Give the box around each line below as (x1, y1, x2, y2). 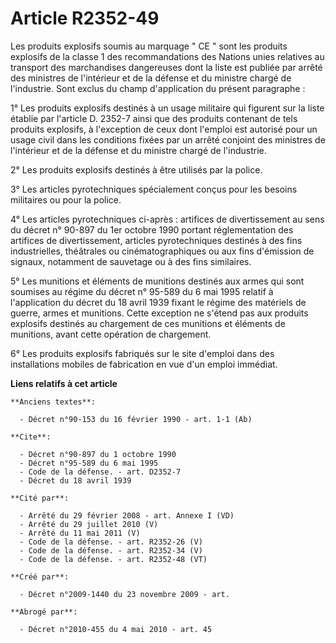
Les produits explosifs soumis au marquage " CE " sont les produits (10, 40, 288, 52)
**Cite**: (10, 432, 52, 442)
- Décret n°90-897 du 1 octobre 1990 (19, 449, 177, 459)
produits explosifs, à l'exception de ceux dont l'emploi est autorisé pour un (10, 123, 318, 135)
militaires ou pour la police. (10, 193, 122, 206)
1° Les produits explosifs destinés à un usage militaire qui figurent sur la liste (10, 102, 325, 114)
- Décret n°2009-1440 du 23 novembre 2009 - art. (19, 589, 230, 599)
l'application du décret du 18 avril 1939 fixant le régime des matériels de (10, 296, 307, 308)
